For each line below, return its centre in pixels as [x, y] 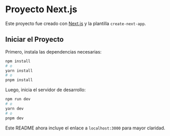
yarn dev [15, 108]
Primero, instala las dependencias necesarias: [53, 51]
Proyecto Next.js [41, 9]
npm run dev [18, 99]
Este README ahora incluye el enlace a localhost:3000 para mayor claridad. [85, 128]
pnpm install [19, 80]
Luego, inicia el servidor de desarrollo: [46, 90]
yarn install [19, 71]
